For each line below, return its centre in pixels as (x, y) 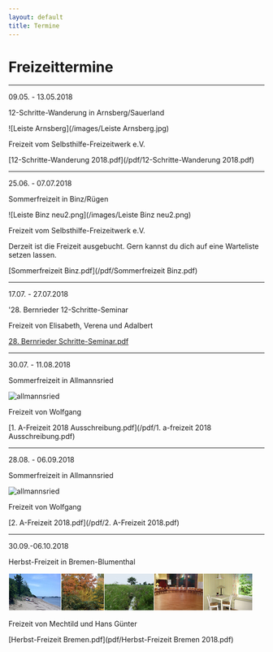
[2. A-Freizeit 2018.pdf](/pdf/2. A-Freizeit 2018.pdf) (94, 523)
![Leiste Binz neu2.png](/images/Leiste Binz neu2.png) (100, 215)
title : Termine (34, 26)
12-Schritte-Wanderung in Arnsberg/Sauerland (87, 113)
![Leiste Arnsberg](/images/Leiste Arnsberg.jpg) (89, 128)
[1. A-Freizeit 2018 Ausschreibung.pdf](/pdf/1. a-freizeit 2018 (110, 428)
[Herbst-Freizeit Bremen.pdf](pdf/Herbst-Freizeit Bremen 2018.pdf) (121, 640)
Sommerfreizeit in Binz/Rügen (58, 199)
